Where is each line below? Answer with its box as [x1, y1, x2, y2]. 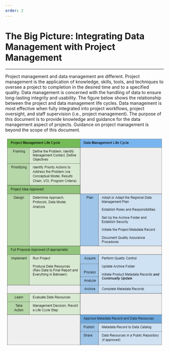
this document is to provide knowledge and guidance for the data [5, 116, 141, 122]
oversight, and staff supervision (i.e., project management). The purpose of [5, 111, 162, 117]
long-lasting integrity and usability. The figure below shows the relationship [5, 95, 161, 101]
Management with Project [5, 41, 116, 52]
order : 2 [5, 8, 24, 13]
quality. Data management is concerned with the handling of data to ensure [5, 89, 161, 95]
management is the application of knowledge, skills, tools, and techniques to [5, 79, 164, 85]
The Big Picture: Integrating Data [5, 30, 145, 42]
